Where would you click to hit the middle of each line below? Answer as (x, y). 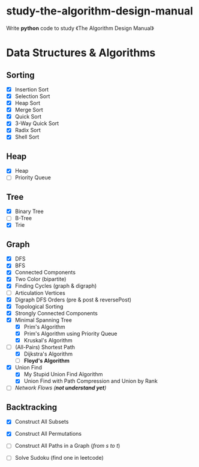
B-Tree (23, 218)
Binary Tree (29, 211)
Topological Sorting (39, 306)
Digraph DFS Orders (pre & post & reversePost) (73, 300)
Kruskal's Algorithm (48, 340)
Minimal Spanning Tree (43, 320)
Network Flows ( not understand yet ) (61, 388)
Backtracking (32, 407)
